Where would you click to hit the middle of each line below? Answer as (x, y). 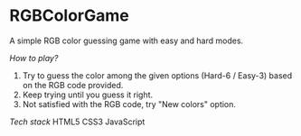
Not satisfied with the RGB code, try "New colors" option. (129, 104)
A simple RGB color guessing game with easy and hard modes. (127, 41)
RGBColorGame (69, 16)
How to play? (34, 58)
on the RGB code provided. (73, 85)
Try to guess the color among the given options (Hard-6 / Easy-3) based (157, 75)
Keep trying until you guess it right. (88, 95)
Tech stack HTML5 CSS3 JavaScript (77, 122)
